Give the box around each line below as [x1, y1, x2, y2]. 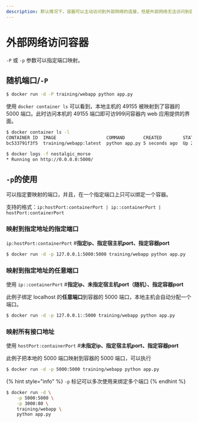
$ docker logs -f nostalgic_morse [6, 151, 91, 157]
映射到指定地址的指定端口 [6, 225, 79, 233]
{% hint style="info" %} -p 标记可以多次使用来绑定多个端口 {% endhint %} [6, 378, 186, 385]
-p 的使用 [6, 175, 38, 185]
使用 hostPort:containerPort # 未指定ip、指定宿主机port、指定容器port [6, 342, 179, 349]
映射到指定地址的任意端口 [6, 266, 79, 274]
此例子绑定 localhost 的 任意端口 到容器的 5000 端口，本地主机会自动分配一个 [6, 293, 192, 300]
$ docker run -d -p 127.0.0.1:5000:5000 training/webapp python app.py [6, 251, 186, 257]
